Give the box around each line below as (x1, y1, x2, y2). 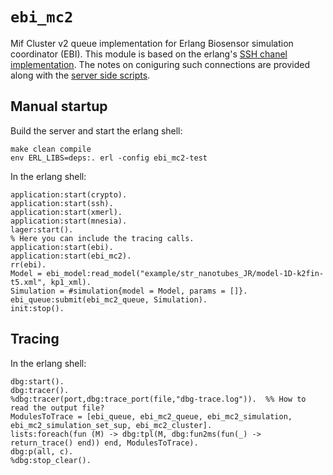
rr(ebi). (10, 259, 47, 270)
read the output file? (10, 403, 105, 413)
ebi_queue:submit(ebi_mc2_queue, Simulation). (10, 294, 208, 305)
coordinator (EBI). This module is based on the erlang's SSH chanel (10, 48, 288, 60)
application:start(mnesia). (10, 216, 128, 226)
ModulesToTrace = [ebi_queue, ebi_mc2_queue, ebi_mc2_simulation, (10, 411, 293, 422)
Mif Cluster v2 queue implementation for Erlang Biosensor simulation (10, 37, 294, 49)
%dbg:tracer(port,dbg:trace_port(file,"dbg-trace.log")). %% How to (10, 394, 307, 404)
